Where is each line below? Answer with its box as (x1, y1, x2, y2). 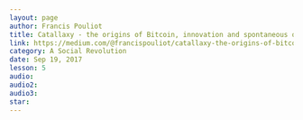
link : (9, 38, 30, 48)
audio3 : (9, 88, 39, 97)
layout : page (9, 13, 59, 23)
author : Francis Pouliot (9, 22, 103, 31)
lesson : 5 (9, 64, 47, 73)
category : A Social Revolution (9, 47, 127, 56)
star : (9, 97, 30, 106)
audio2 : (9, 80, 39, 89)
